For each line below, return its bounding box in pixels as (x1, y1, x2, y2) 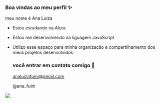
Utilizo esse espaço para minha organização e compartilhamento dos (12, 44, 155, 50)
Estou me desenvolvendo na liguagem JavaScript (12, 34, 114, 41)
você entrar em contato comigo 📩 (12, 62, 95, 69)
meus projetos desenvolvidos (12, 49, 73, 56)
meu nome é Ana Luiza (5, 15, 52, 21)
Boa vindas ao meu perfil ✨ (5, 4, 72, 11)
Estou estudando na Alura (12, 25, 66, 31)
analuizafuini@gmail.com (12, 73, 64, 79)
